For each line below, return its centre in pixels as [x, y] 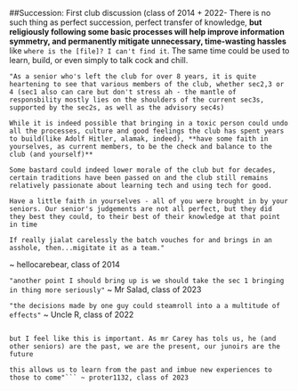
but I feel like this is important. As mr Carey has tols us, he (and [143, 338]
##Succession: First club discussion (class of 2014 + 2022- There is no [140, 13]
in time [24, 224]
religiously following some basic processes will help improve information [147, 32]
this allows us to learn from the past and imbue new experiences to [141, 370]
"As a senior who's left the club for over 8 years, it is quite [133, 77]
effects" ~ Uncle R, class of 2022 [72, 314]
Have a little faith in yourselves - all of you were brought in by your [149, 201]
